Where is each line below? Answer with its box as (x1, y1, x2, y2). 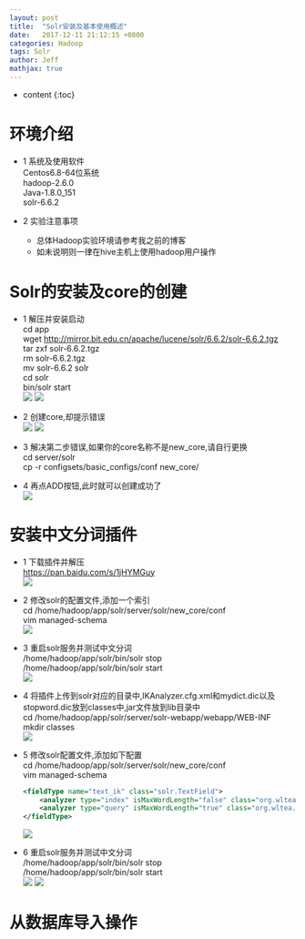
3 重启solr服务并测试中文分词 (22, 642, 132, 653)
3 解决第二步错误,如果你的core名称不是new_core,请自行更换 (22, 441, 248, 452)
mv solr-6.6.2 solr (22, 362, 89, 373)
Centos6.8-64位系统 (22, 167, 100, 178)
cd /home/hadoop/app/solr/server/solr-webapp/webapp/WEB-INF (22, 711, 271, 722)
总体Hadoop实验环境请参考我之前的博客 (36, 234, 187, 246)
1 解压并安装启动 (22, 313, 85, 324)
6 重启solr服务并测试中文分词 (22, 847, 132, 858)
